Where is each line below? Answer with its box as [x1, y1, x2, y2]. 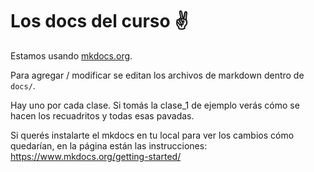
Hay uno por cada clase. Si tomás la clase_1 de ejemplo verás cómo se [10, 99, 300, 111]
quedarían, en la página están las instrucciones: [10, 139, 208, 152]
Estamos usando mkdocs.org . [10, 49, 133, 62]
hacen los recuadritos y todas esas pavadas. [10, 109, 195, 122]
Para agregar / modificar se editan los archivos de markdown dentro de [10, 69, 305, 81]
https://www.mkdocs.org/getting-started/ [10, 150, 182, 162]
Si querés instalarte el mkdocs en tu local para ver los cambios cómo [10, 129, 295, 141]
